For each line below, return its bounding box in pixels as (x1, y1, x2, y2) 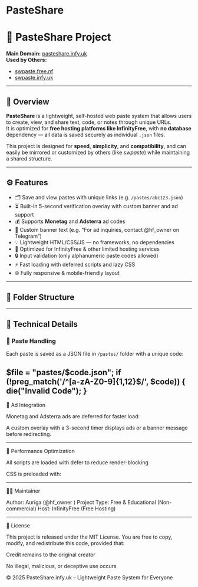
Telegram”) (14, 232, 42, 240)
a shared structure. (6, 155, 52, 162)
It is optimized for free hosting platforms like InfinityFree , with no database (6, 124, 192, 132)
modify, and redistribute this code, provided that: (6, 540, 125, 547)
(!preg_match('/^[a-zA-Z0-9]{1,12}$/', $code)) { (6, 376, 186, 386)
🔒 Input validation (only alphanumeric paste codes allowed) (14, 252, 159, 259)
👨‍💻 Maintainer (6, 487, 41, 494)
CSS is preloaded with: (6, 470, 62, 478)
